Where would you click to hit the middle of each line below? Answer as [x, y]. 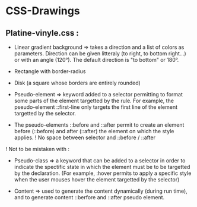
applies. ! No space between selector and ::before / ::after [85, 137]
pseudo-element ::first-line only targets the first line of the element [96, 107]
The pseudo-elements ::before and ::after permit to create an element [99, 125]
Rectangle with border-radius [50, 71]
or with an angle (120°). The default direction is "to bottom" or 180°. [96, 60]
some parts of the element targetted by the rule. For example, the [94, 101]
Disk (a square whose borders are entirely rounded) [77, 83]
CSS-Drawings [43, 11]
